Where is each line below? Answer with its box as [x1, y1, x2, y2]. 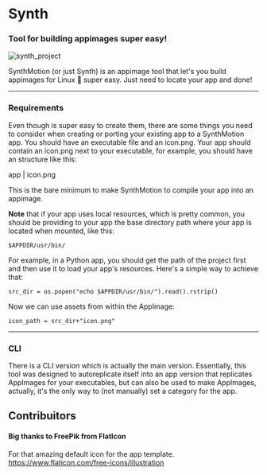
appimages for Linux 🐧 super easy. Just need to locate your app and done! [8, 75, 253, 84]
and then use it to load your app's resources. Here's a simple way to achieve [8, 263, 259, 273]
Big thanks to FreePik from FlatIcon [8, 431, 126, 442]
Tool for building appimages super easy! [8, 33, 168, 45]
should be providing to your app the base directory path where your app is [8, 217, 252, 227]
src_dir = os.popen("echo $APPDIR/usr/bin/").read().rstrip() [8, 287, 219, 295]
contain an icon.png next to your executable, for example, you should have [8, 146, 253, 155]
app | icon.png [8, 169, 56, 179]
